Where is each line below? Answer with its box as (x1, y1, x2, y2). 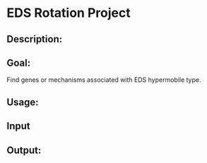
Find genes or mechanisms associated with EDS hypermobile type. (6, 76, 202, 84)
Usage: (6, 96, 40, 108)
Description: (6, 33, 63, 45)
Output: (6, 144, 42, 156)
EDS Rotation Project (6, 5, 131, 21)
